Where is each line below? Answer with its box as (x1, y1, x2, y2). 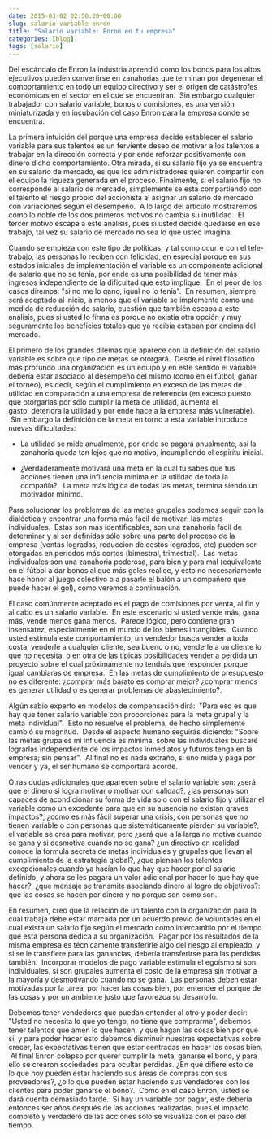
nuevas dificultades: (8, 423, 76, 433)
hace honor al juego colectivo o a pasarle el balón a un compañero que (8, 575, 246, 584)
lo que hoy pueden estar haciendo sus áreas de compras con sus (8, 1068, 227, 1079)
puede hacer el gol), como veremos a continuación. (8, 583, 181, 593)
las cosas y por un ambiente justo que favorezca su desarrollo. (8, 992, 218, 1002)
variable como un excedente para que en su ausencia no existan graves (8, 803, 249, 813)
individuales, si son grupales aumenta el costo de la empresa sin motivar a (8, 966, 257, 976)
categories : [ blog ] (8, 34, 75, 43)
